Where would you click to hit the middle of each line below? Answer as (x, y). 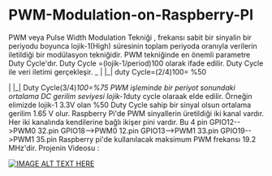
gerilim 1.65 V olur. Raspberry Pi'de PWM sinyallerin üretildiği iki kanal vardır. (136, 113)
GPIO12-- (225, 122)
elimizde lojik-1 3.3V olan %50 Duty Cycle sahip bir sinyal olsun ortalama (130, 105)
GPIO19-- (236, 131)
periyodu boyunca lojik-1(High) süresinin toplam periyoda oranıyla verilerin (133, 45)
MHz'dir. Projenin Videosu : (54, 148)
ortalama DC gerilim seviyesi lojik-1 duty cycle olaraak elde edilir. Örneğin (130, 96)
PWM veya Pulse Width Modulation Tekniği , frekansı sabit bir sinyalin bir (130, 37)
